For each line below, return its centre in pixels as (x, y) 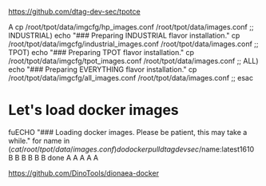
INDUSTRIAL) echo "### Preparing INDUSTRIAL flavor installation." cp (124, 36)
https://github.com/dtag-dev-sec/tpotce (75, 12)
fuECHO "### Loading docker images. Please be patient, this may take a (128, 132)
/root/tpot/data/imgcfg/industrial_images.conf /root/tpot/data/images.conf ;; (133, 44)
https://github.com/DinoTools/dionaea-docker (84, 173)
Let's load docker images (93, 110)
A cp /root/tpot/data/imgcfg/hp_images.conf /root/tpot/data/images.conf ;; (131, 27)
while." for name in (39, 140)
